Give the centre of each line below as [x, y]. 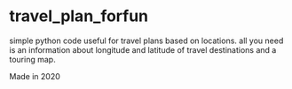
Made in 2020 [35, 76]
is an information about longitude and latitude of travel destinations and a [143, 49]
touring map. [32, 59]
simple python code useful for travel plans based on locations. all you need [146, 41]
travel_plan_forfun [79, 16]
